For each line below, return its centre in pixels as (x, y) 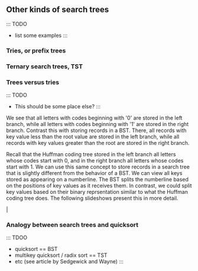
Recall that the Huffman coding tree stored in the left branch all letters (91, 154)
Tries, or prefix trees (36, 51)
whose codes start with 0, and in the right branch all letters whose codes (95, 160)
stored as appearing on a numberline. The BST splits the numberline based (98, 179)
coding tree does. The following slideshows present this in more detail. (92, 198)
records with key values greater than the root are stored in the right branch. (98, 143)
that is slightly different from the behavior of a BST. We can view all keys (94, 173)
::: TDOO (17, 237)
